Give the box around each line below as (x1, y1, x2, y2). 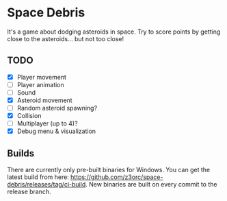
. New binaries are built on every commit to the (85, 180, 217, 189)
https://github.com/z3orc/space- (70, 173, 163, 181)
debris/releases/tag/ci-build (7, 180, 86, 189)
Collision (16, 112, 42, 120)
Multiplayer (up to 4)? (16, 119, 78, 128)
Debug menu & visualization (16, 127, 96, 135)
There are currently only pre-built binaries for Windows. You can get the (7, 166, 211, 174)
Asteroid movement (16, 96, 73, 104)
